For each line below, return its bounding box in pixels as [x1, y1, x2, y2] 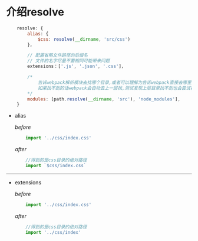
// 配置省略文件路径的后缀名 [27, 53, 88, 58]
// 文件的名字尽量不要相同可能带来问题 [27, 58, 110, 64]
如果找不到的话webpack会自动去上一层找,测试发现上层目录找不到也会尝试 [37, 85, 190, 91]
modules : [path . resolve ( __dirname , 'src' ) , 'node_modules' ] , [27, 96, 181, 102]
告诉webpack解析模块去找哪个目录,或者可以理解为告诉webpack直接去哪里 [37, 79, 192, 86]
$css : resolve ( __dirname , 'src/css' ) [37, 36, 131, 42]
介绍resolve [6, 5, 65, 19]
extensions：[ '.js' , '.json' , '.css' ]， [27, 63, 126, 70]
